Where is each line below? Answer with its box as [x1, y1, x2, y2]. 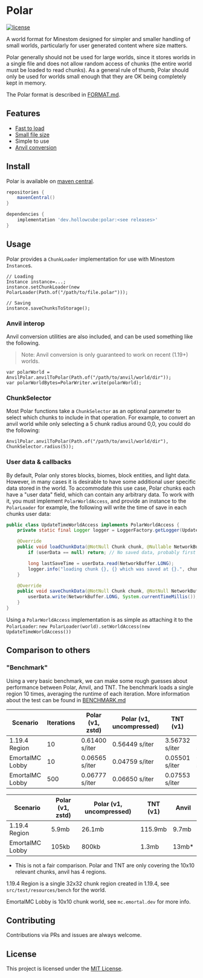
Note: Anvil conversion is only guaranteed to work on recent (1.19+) [21, 351, 188, 358]
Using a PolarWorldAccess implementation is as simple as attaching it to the [6, 616, 193, 623]
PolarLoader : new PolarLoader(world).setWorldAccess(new [6, 622, 150, 630]
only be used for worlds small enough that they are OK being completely [6, 73, 187, 80]
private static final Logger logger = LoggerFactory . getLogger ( [17, 527, 182, 533]
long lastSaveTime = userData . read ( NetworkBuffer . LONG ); [28, 560, 174, 566]
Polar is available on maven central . [6, 177, 95, 184]
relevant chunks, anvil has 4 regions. [14, 868, 107, 875]
